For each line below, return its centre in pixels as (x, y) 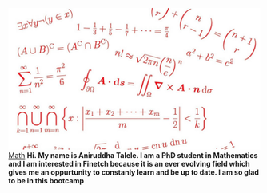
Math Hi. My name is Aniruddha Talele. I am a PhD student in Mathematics (133, 155)
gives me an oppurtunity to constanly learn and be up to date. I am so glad (134, 172)
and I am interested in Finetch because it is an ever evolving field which (129, 163)
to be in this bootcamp (46, 180)
